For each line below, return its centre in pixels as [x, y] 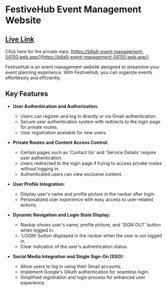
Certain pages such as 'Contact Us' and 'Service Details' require [88, 152]
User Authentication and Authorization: [55, 106]
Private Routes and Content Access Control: [61, 142]
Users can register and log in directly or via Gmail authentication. [89, 116]
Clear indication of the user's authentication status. [74, 246]
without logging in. [40, 169]
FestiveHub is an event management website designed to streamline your [82, 67]
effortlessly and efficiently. [33, 78]
